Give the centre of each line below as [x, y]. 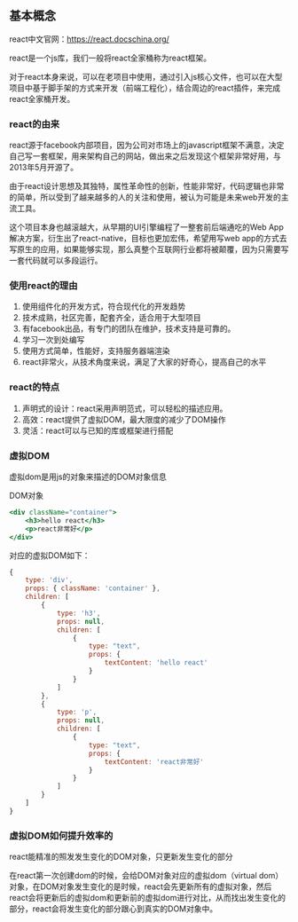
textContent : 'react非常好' [154, 761]
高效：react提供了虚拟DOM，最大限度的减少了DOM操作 [124, 419]
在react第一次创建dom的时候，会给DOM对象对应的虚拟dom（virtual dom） [146, 876]
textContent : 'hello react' [156, 663]
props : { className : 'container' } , [93, 588]
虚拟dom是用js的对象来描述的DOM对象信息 [88, 477]
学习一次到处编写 [53, 340]
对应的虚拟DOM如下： [50, 555]
